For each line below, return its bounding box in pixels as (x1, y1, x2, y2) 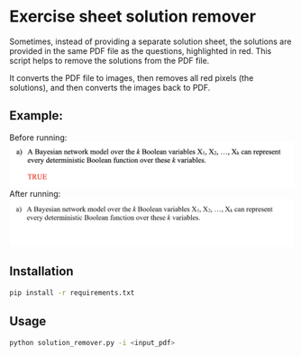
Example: (9, 108, 63, 123)
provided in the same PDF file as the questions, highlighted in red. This (9, 45, 272, 56)
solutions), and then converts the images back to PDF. (9, 82, 211, 93)
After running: (9, 189, 61, 200)
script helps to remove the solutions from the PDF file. (9, 55, 210, 66)
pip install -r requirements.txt (9, 289, 135, 298)
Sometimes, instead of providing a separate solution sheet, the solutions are (9, 36, 292, 47)
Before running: (9, 132, 68, 143)
